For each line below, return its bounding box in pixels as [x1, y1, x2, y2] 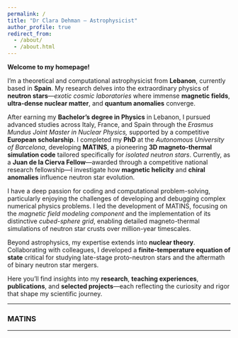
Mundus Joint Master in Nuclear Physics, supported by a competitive [7, 128, 210, 136]
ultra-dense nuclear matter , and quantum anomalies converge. [7, 99, 196, 107]
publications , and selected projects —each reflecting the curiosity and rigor [7, 282, 230, 291]
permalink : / [7, 10, 46, 18]
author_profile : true [7, 23, 72, 30]
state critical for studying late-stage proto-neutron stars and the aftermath [7, 253, 225, 261]
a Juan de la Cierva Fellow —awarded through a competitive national [7, 158, 208, 167]
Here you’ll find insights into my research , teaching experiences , [7, 274, 199, 283]
